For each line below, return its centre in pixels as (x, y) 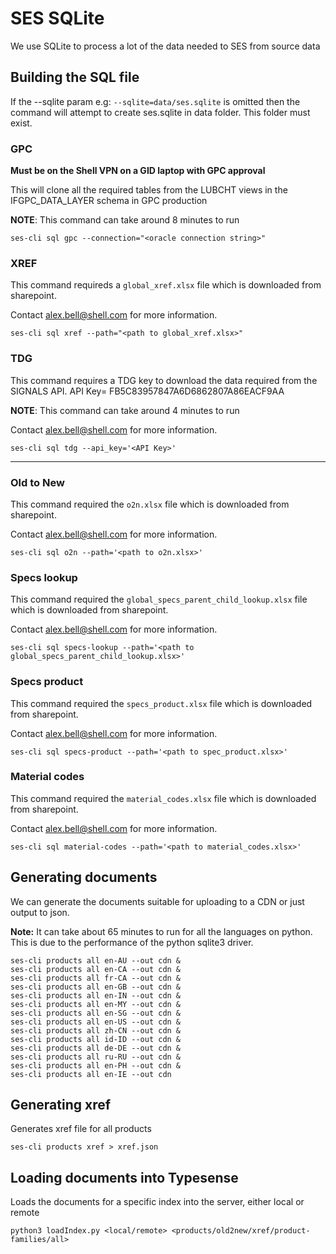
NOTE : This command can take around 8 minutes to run (125, 220)
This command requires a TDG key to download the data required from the (164, 380)
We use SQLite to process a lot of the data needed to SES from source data (165, 46)
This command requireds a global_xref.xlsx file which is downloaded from (166, 285)
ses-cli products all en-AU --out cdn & (96, 960)
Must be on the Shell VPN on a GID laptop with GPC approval (138, 171)
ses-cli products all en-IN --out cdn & (96, 995)
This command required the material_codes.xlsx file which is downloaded (163, 798)
